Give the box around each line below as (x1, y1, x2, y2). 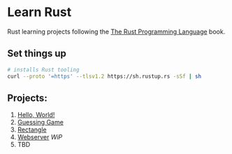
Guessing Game (17, 118, 64, 127)
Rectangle (17, 125, 47, 134)
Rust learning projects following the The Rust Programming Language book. (7, 27, 226, 36)
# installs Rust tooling (7, 66, 80, 73)
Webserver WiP (17, 133, 63, 141)
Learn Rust (7, 4, 72, 20)
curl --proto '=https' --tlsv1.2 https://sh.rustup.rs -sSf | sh (7, 73, 201, 80)
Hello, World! (17, 111, 55, 119)
